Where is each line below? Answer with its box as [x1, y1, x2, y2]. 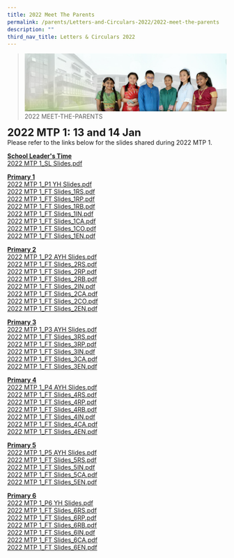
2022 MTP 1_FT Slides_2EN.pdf [7, 304, 97, 312]
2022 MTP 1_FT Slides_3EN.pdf [7, 362, 97, 370]
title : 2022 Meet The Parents [7, 11, 95, 18]
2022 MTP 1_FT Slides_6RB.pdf [7, 520, 97, 529]
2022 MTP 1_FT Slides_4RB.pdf [7, 405, 97, 413]
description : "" [7, 26, 54, 33]
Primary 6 [7, 491, 37, 500]
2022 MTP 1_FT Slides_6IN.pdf [7, 528, 95, 536]
